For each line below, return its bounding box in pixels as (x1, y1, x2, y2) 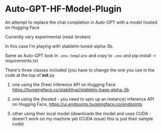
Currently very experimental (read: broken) (5, 34, 91, 40)
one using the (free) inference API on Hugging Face (12, 81, 116, 87)
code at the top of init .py (5, 72, 55, 78)
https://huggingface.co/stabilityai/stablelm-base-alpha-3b (12, 87, 129, 92)
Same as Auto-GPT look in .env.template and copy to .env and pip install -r (5, 52, 156, 58)
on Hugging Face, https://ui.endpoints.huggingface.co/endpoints (12, 101, 143, 107)
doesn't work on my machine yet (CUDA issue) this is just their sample (12, 116, 153, 121)
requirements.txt (5, 58, 38, 63)
